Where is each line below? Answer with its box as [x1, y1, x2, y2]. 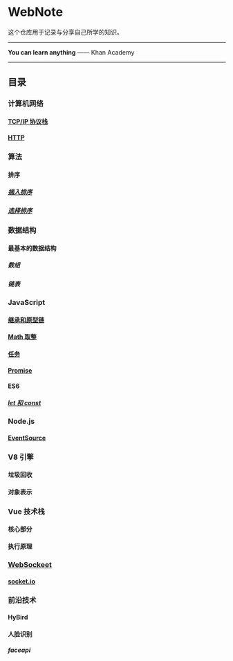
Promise [8, 366, 32, 374]
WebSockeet [8, 559, 53, 569]
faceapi [8, 646, 31, 654]
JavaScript [8, 298, 46, 308]
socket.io [8, 577, 35, 585]
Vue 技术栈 [8, 506, 46, 516]
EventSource [8, 434, 46, 442]
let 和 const [8, 398, 41, 407]
